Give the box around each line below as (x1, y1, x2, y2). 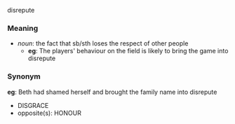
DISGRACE (17, 101, 49, 109)
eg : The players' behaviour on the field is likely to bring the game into (27, 47, 229, 55)
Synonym (7, 71, 41, 81)
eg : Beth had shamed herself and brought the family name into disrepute (7, 88, 217, 96)
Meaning (7, 23, 39, 33)
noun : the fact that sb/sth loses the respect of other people (17, 39, 189, 48)
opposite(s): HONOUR (17, 109, 82, 117)
